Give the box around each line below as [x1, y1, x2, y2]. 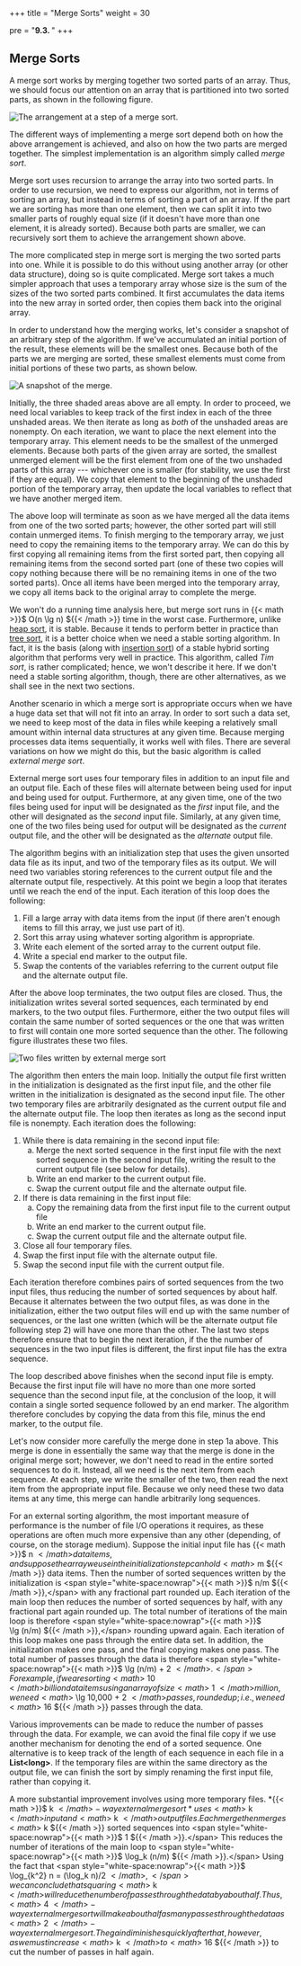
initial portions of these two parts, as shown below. [9, 362, 198, 373]
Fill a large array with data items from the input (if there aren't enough [22, 912, 280, 923]
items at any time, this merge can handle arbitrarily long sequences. [9, 1492, 261, 1504]
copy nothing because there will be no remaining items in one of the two [9, 567, 277, 578]
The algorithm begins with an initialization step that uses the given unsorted [9, 847, 290, 858]
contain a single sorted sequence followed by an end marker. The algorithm [9, 1399, 289, 1410]
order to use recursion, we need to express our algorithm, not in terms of [9, 184, 279, 195]
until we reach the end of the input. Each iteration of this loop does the [9, 885, 270, 896]
